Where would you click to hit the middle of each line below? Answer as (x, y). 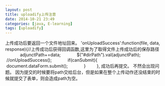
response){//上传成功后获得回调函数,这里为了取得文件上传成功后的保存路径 (82, 49)
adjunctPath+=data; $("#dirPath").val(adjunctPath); (80, 55)
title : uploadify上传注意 (31, 14)
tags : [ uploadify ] (24, 28)
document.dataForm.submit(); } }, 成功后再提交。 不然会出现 (80, 66)
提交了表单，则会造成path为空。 (47, 79)
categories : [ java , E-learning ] (39, 24)
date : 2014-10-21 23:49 (30, 19)
